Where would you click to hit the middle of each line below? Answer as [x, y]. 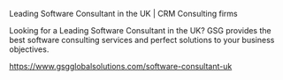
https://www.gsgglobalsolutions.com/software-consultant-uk [121, 66]
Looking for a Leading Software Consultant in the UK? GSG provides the [140, 30]
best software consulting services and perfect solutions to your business [142, 40]
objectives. [29, 49]
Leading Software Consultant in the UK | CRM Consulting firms [123, 14]
